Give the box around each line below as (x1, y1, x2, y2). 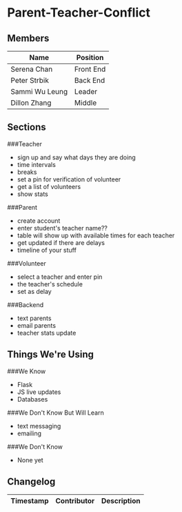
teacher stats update (17, 328, 77, 337)
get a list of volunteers (17, 182, 81, 190)
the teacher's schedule (17, 279, 83, 288)
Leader (74, 87, 98, 96)
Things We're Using (7, 348, 94, 360)
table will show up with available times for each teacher (17, 231, 175, 239)
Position (76, 53, 104, 62)
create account (17, 216, 61, 225)
